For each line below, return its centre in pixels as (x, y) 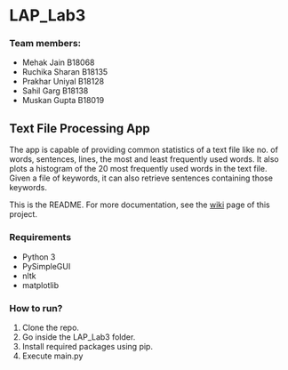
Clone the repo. (51, 327)
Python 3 (39, 257)
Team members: (45, 44)
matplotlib (40, 285)
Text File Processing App (80, 129)
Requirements (40, 237)
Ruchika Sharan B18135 (65, 72)
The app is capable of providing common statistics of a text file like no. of (144, 150)
